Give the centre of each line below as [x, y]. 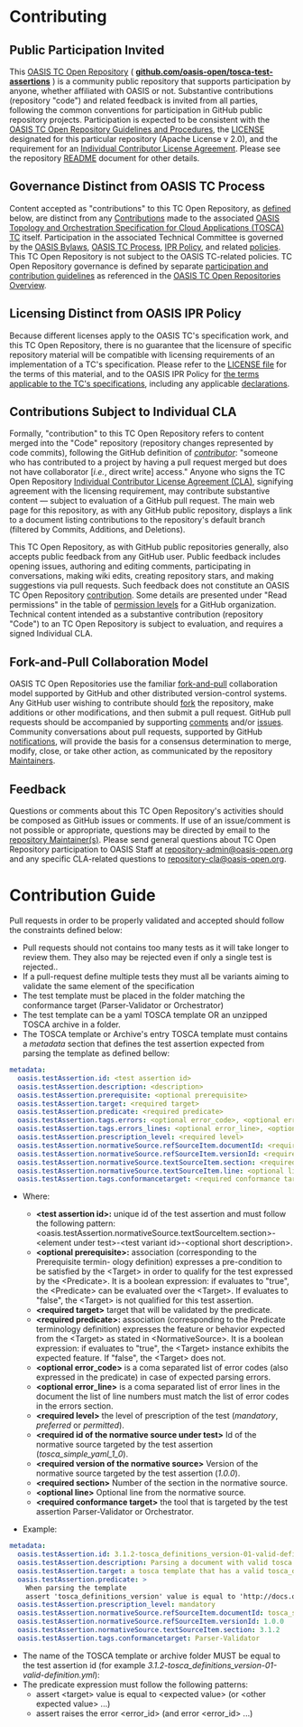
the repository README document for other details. [105, 158]
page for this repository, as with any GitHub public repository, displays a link [151, 510]
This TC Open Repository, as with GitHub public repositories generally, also [149, 547]
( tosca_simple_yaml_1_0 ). [82, 1454]
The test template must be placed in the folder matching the [133, 996]
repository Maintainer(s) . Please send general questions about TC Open [143, 840]
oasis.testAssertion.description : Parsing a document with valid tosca [155, 1562]
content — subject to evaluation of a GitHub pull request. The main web [142, 501]
